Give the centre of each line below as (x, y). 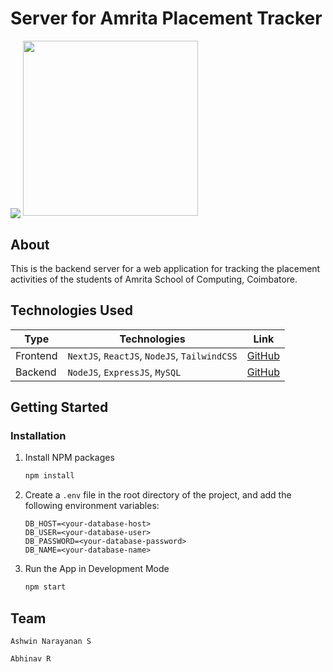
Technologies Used (71, 310)
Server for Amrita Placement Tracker (166, 18)
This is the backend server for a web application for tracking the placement (165, 268)
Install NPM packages (69, 458)
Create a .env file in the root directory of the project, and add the (158, 495)
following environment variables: (92, 506)
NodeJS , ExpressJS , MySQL (124, 372)
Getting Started (59, 407)
